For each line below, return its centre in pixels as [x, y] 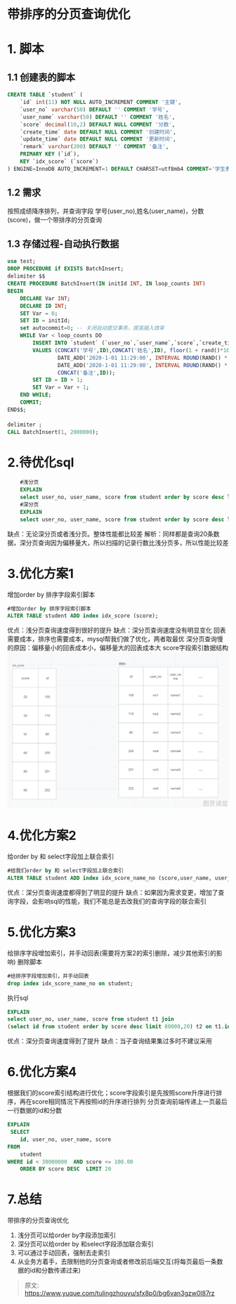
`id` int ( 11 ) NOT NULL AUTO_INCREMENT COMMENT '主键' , [101, 103]
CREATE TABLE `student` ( [45, 95]
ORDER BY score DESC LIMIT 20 [66, 1169]
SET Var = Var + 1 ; [61, 387]
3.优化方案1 [40, 573]
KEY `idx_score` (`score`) [59, 162]
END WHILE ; [36, 395]
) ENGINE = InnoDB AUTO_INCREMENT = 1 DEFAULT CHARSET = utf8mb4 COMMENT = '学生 [117, 169]
